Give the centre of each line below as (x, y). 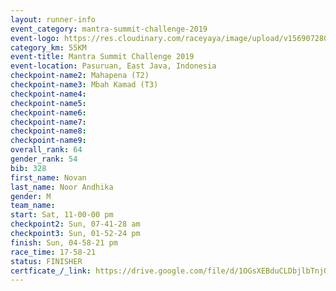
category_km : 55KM (48, 47)
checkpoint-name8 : (48, 131)
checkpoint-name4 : (48, 94)
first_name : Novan (48, 177)
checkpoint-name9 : (48, 141)
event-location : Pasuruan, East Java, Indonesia (113, 66)
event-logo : (35, 38)
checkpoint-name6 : (48, 112)
